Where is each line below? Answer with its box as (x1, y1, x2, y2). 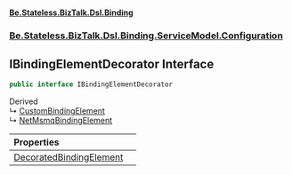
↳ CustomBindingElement (9, 106, 105, 116)
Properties (13, 136, 60, 148)
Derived (9, 96, 38, 107)
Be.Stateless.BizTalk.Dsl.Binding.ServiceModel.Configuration (9, 29, 283, 42)
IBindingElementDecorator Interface (9, 56, 215, 71)
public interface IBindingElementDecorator (9, 80, 174, 89)
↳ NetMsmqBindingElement (9, 115, 113, 126)
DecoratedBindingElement (13, 151, 124, 163)
